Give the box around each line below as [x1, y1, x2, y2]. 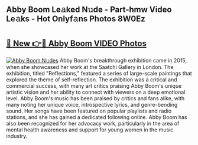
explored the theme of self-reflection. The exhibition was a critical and [6, 76, 177, 83]
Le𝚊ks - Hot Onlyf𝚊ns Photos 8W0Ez [6, 14, 146, 24]
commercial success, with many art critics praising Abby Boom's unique [6, 83, 182, 89]
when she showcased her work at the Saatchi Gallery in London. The [6, 64, 174, 70]
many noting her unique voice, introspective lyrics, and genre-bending [6, 101, 178, 108]
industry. [6, 133, 28, 139]
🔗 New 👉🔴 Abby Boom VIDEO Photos [6, 38, 147, 48]
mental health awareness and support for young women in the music [6, 126, 174, 133]
